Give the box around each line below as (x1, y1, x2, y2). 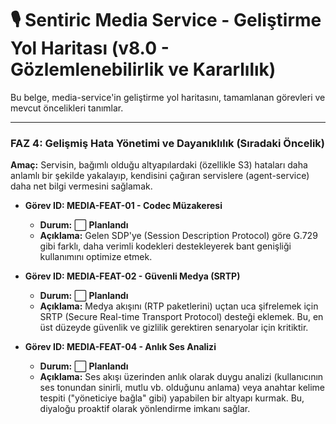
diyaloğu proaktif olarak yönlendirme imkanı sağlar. (39, 403, 251, 415)
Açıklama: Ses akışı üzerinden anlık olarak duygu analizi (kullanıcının (39, 371, 324, 383)
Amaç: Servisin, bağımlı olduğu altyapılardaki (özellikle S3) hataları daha (10, 159, 308, 171)
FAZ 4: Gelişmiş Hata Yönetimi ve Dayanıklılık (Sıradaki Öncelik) (10, 136, 325, 150)
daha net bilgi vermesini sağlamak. (10, 180, 153, 192)
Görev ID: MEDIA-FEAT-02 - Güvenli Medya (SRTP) (24, 270, 241, 282)
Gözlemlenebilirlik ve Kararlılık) (10, 58, 277, 81)
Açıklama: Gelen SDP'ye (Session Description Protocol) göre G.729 (39, 230, 318, 242)
